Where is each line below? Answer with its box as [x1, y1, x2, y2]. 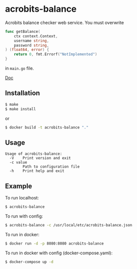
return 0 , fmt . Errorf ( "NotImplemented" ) [14, 52, 97, 57]
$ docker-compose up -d [5, 259, 54, 264]
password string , [14, 43, 49, 48]
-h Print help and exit [9, 169, 65, 173]
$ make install [5, 106, 36, 111]
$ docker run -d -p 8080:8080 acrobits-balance [5, 241, 104, 246]
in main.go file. [5, 65, 34, 72]
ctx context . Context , [14, 33, 58, 39]
